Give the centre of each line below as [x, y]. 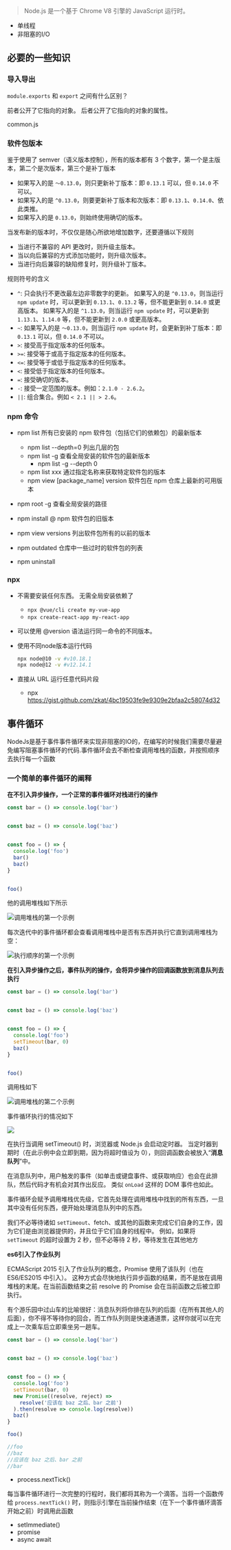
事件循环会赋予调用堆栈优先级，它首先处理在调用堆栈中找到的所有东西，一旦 [115, 1199]
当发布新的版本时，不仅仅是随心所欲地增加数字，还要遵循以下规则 [100, 232]
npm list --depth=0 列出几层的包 [73, 447]
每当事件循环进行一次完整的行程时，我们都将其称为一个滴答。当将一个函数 [112, 1493]
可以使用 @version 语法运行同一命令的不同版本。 [86, 631]
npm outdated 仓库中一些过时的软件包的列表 [80, 548]
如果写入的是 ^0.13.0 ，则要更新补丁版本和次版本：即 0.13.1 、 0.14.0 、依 [120, 200]
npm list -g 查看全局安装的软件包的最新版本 [89, 456]
